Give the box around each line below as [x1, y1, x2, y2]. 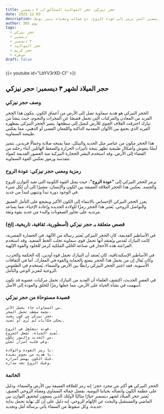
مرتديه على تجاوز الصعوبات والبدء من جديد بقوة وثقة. [5, 209, 101, 215]
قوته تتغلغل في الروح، [5, 326, 52, 331]
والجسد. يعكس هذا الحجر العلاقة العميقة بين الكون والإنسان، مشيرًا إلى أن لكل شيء [5, 184, 157, 190]
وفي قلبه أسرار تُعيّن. [5, 339, 50, 344]
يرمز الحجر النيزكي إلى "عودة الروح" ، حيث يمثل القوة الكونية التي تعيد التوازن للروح [5, 179, 157, 185]
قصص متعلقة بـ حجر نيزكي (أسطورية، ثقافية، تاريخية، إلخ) [5, 221, 125, 228]
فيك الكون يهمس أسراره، [5, 356, 54, 361]
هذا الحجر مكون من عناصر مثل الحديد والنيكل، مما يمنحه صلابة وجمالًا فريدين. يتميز [5, 140, 154, 146]
